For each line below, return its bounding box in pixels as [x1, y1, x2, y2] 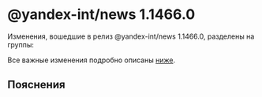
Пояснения [7, 78, 65, 91]
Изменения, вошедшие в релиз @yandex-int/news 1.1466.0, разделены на [7, 32, 255, 41]
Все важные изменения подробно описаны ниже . [7, 55, 175, 65]
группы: [7, 39, 35, 49]
